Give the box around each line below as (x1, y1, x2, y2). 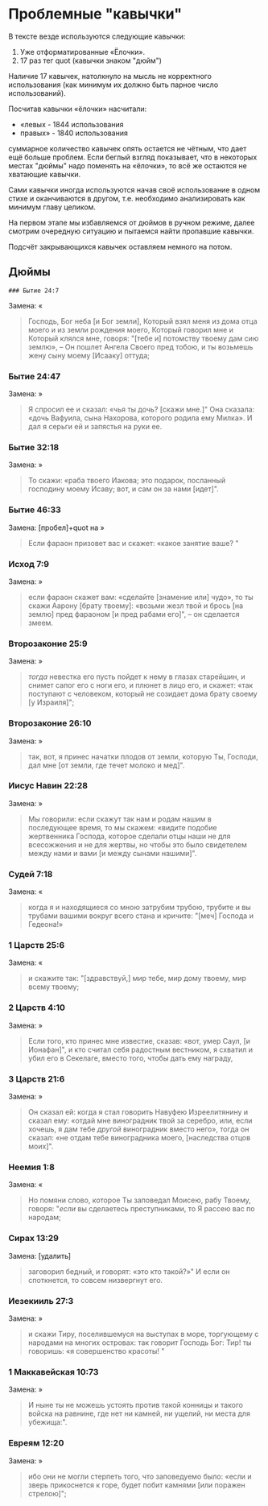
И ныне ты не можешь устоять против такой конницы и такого (27, 1400, 244, 1410)
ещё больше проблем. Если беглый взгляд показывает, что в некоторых (8, 152, 258, 162)
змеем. (27, 618, 54, 627)
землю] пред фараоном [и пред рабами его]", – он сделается (27, 609, 240, 619)
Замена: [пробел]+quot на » (8, 523, 105, 532)
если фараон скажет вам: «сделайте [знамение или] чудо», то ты (27, 592, 254, 602)
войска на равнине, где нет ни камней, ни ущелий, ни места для (27, 1409, 251, 1418)
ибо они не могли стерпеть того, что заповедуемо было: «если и (27, 1471, 252, 1481)
